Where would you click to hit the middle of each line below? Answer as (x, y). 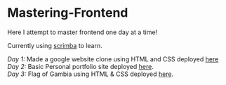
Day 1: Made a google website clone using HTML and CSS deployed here (113, 59)
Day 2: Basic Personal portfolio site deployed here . (81, 66)
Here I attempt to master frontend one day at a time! (82, 32)
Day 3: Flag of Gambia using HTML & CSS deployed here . (91, 74)
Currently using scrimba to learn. (55, 45)
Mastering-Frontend (68, 13)
